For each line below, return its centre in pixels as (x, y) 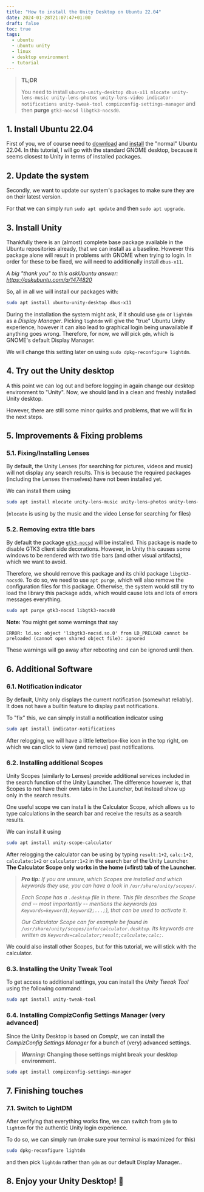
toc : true (19, 29)
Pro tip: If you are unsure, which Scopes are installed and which (102, 879)
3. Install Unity (34, 227)
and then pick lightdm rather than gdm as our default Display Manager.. (94, 1162)
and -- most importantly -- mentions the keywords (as (89, 904)
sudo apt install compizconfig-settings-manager (69, 1072)
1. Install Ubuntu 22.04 (50, 129)
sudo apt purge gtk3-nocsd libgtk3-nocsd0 (61, 611)
